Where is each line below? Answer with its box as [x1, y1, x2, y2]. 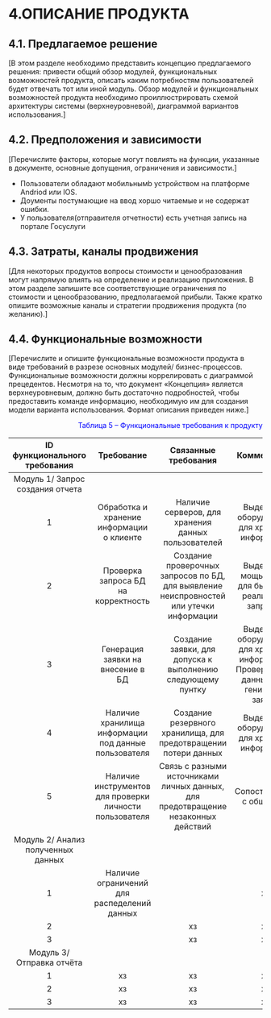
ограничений [96, 878, 149, 889]
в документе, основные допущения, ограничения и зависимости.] [8, 163, 237, 172]
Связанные [169, 445, 216, 456]
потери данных [163, 747, 223, 758]
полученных [25, 844, 74, 855]
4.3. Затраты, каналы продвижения [8, 245, 199, 259]
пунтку [179, 684, 207, 696]
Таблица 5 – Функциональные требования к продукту [77, 421, 263, 430]
